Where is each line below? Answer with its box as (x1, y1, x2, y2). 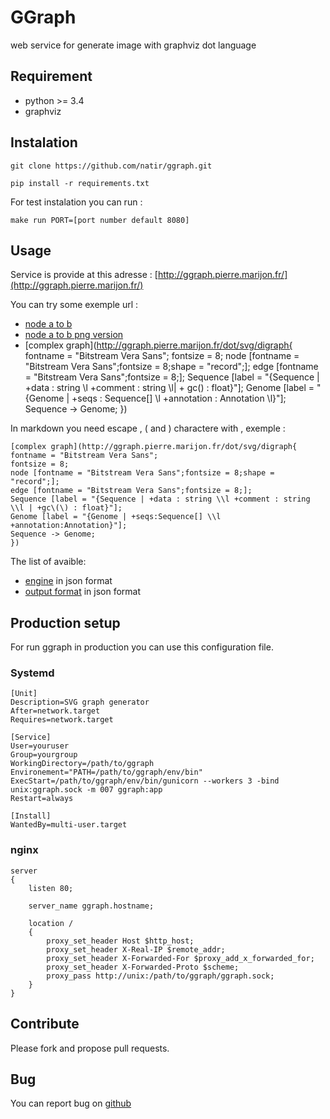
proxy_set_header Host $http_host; (46, 936, 195, 946)
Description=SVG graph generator (10, 697, 150, 708)
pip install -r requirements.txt (10, 178, 150, 188)
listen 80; (28, 883, 74, 893)
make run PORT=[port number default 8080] (10, 215, 190, 225)
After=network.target (10, 706, 101, 716)
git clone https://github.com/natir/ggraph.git (10, 161, 213, 171)
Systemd (10, 666, 55, 680)
